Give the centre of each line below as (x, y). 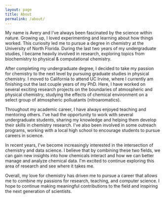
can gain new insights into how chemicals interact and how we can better (80, 156)
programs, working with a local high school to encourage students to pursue (82, 131)
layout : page (18, 10)
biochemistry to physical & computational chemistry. (58, 59)
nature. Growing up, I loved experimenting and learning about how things (79, 38)
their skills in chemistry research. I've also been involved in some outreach (81, 125)
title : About (18, 14)
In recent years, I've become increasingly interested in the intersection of (79, 145)
